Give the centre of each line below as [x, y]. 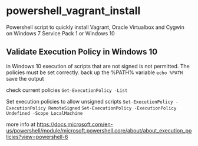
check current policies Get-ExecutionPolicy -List [67, 90]
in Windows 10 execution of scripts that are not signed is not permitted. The [98, 66]
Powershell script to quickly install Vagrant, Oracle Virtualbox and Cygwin [95, 27]
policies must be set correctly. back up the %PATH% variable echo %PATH [95, 72]
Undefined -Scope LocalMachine [44, 113]
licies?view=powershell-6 [37, 137]
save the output [25, 78]
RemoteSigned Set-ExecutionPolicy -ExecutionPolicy [112, 108]
